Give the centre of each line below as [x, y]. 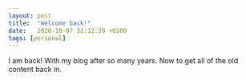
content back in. [35, 70]
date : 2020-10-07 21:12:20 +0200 [68, 30]
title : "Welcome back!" [50, 23]
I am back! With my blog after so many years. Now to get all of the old [123, 61]
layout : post [30, 16]
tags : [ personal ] [37, 38]
